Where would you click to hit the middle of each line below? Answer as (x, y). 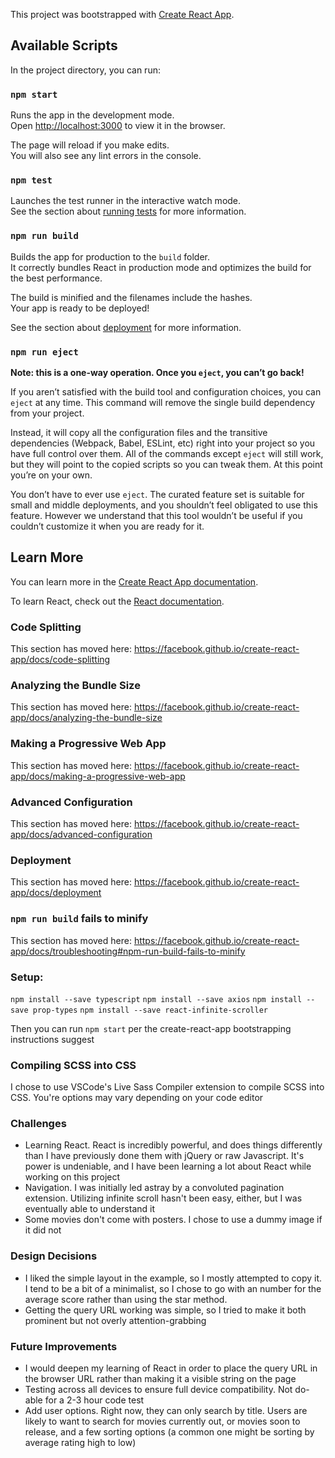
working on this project (72, 1177)
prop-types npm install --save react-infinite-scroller (150, 1010)
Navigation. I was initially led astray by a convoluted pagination (154, 1188)
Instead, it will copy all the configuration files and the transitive (139, 432)
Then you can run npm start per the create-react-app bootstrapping (151, 1028)
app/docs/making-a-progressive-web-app (98, 776)
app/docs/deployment (56, 893)
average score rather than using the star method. (126, 1299)
